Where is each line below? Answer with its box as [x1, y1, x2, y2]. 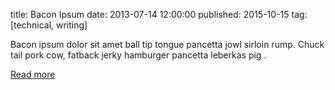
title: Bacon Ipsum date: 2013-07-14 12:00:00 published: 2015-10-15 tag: [10, 9, 308, 20]
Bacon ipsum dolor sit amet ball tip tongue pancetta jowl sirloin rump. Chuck [10, 39, 325, 50]
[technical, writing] [10, 19, 88, 31]
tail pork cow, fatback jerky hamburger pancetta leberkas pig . [10, 49, 267, 61]
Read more [10, 69, 56, 80]
